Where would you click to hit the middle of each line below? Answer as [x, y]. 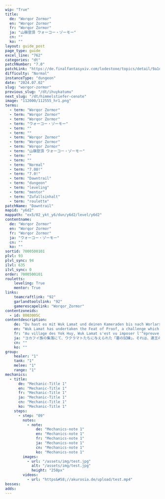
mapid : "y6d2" [20, 210]
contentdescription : [26, 320]
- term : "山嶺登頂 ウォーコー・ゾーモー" [47, 151]
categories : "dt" [23, 60]
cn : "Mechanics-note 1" [60, 447]
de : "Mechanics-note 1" [60, 429]
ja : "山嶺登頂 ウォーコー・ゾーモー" [43, 32]
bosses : [13, 484]
